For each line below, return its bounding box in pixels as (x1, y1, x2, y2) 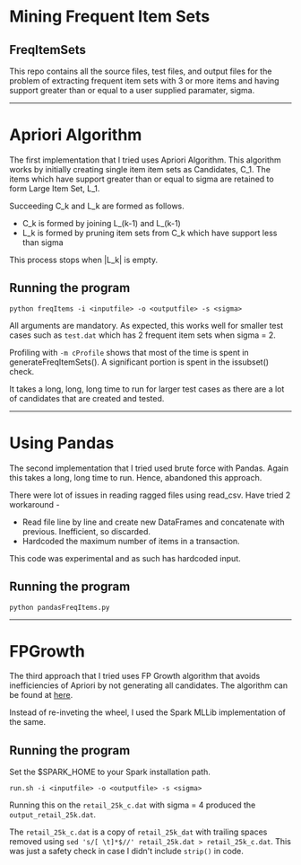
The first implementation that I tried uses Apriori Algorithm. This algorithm (9, 154, 282, 165)
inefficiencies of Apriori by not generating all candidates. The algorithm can (9, 680, 288, 691)
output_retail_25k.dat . (9, 809, 97, 820)
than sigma (21, 236, 64, 248)
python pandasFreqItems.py (9, 603, 110, 612)
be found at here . (9, 690, 73, 701)
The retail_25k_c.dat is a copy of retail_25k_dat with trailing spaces (9, 826, 268, 837)
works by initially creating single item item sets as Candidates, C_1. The (9, 163, 271, 174)
